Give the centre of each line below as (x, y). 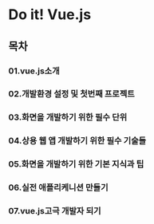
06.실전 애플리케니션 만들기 (58, 187)
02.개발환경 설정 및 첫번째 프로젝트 (72, 94)
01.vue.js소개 (34, 71)
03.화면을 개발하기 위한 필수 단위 (68, 117)
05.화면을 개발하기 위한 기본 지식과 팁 (76, 164)
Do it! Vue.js (50, 15)
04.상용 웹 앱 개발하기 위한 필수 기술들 (77, 141)
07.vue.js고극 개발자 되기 (55, 211)
